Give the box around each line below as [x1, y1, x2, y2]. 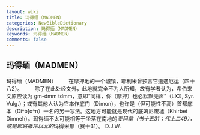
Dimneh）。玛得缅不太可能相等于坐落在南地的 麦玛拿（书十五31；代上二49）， [6, 115, 195, 122]
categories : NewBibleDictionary [6, 20, 87, 26]
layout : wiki [6, 8, 39, 15]
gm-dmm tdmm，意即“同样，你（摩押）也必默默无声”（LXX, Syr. [34, 92, 195, 100]
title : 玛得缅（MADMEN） [6, 14, 64, 20]
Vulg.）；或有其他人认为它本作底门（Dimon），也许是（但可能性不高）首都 [6, 100, 188, 107]
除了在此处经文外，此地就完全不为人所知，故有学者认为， [34, 85, 177, 92]
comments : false [6, 37, 47, 43]
